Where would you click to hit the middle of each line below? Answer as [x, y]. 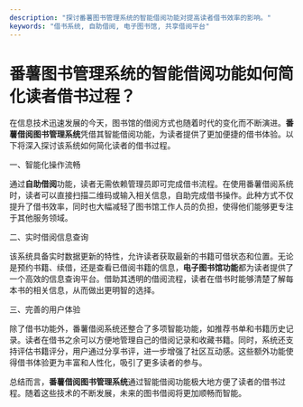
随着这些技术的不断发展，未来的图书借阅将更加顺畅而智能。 [135, 393]
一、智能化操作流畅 [45, 165]
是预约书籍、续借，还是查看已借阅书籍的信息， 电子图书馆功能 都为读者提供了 [151, 268]
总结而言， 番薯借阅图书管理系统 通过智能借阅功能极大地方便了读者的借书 [143, 382]
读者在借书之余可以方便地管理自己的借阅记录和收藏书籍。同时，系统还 [155, 340]
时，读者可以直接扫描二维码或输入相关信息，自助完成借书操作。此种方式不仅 [151, 195]
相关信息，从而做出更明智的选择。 [96, 290]
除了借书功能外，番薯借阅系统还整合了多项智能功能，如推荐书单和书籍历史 [147, 329]
